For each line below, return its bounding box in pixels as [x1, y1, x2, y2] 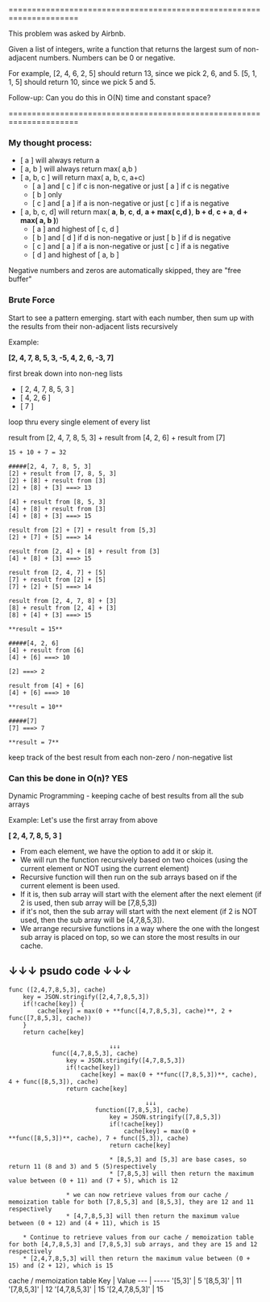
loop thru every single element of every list [8, 417, 151, 427]
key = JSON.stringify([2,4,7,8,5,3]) [23, 992, 150, 1001]
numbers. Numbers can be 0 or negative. [39, 53, 176, 62]
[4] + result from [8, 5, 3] [8, 498, 106, 506]
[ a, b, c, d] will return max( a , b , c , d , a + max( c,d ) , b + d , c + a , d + [19, 207, 248, 217]
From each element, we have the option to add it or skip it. [19, 846, 214, 856]
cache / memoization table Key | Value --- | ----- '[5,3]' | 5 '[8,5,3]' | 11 [8, 1275, 242, 1285]
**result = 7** [8, 738, 60, 746]
